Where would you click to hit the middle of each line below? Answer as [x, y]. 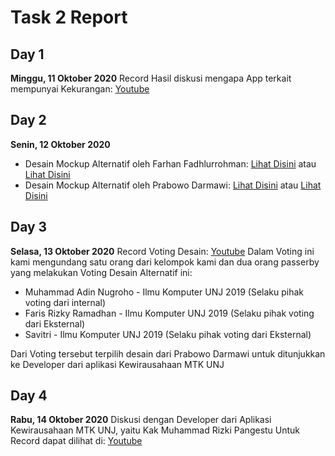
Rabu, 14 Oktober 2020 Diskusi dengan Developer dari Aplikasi [141, 420]
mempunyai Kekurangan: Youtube [80, 89]
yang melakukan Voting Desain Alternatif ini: [101, 272]
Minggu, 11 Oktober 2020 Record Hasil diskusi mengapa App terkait [151, 78]
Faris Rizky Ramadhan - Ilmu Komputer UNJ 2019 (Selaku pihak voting [169, 313]
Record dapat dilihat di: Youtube [76, 441]
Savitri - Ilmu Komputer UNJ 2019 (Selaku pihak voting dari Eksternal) [168, 334]
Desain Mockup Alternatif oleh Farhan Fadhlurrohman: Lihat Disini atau [170, 163]
